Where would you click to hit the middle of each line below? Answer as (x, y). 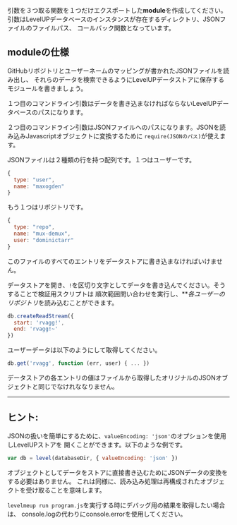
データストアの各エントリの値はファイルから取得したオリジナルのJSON (112, 378)
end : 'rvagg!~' (36, 329)
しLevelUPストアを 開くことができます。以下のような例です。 (97, 445)
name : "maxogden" (39, 186)
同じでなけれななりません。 (78, 387)
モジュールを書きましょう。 (47, 88)
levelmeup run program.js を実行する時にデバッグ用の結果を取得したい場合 (116, 505)
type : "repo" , (34, 227)
